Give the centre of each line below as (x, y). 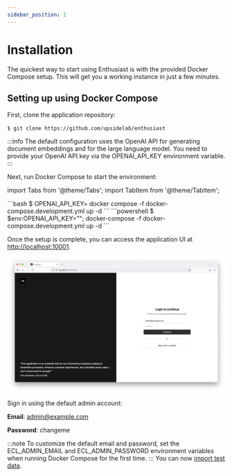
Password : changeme (39, 430)
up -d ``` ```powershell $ (120, 211)
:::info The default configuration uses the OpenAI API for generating (104, 142)
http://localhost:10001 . (39, 247)
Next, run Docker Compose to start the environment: (82, 177)
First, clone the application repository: (61, 115)
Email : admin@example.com (48, 417)
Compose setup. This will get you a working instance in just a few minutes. (114, 76)
